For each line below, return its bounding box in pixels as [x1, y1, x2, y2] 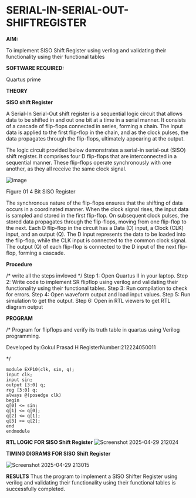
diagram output [6, 303, 43, 310]
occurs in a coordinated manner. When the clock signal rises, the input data [6, 205, 189, 212]
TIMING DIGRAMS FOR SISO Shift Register [6, 450, 111, 457]
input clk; [6, 372, 33, 377]
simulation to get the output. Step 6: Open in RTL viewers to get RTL [6, 297, 171, 304]
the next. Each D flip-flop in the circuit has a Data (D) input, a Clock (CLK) [6, 224, 184, 231]
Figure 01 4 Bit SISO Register [6, 188, 76, 195]
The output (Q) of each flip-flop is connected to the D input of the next [6, 243, 177, 250]
